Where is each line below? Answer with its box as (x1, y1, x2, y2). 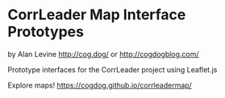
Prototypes (7, 22, 84, 41)
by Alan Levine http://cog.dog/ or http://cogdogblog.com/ (7, 49, 199, 59)
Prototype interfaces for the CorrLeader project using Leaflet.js (7, 64, 218, 74)
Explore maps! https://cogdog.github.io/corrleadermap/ (7, 80, 193, 90)
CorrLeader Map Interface (7, 6, 186, 24)
